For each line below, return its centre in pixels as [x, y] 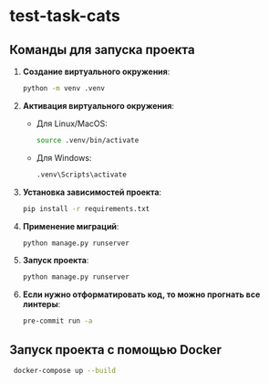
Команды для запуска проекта [102, 50]
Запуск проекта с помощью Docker [115, 350]
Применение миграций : [71, 226]
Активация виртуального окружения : [98, 105]
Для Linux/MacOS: [72, 123]
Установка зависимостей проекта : [92, 192]
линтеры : [41, 304]
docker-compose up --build [65, 370]
